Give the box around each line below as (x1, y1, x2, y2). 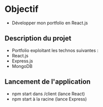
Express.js (11, 58, 33, 64)
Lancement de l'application (4, 78, 91, 86)
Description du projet (4, 34, 72, 43)
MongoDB (11, 63, 33, 69)
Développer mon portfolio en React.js (11, 20, 88, 26)
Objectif (4, 3, 39, 15)
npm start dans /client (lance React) (11, 91, 85, 97)
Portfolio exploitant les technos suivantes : (11, 47, 99, 53)
